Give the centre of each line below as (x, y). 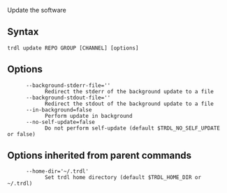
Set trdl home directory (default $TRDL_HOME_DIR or (123, 178)
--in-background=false (59, 110)
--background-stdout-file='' (68, 98)
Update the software (37, 10)
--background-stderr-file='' (68, 85)
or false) (22, 134)
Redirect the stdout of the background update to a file (129, 104)
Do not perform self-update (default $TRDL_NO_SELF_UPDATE (132, 128)
